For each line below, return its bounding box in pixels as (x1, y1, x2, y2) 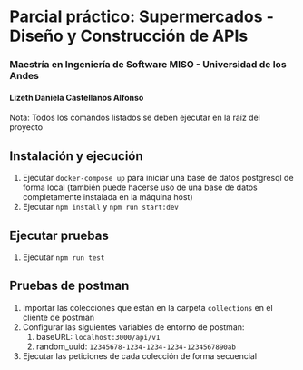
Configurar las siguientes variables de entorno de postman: (22, 321, 245, 333)
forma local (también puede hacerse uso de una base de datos (22, 182, 258, 193)
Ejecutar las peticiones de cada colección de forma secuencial (22, 350, 257, 361)
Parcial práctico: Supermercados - (9, 6, 275, 27)
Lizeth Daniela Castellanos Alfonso (9, 92, 144, 103)
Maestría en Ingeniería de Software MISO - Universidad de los (9, 58, 288, 71)
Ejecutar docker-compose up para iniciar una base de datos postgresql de (22, 173, 294, 184)
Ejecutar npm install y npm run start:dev (22, 202, 179, 213)
